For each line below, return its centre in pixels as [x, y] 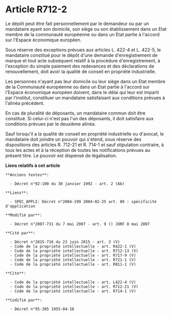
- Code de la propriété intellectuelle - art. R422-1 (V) [73, 246]
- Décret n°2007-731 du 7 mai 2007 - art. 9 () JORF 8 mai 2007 [80, 224]
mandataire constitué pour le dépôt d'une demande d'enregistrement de [81, 55]
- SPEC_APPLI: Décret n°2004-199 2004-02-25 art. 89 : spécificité [83, 201]
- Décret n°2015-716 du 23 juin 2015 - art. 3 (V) [65, 242]
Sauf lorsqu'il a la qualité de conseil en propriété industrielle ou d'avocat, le [84, 133]
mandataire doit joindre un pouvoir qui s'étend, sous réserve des [73, 139]
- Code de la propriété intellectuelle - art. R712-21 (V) [74, 287]
